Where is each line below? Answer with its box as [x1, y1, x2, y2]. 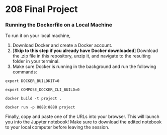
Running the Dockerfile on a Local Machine [5, 21, 112, 28]
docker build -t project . [5, 96, 62, 101]
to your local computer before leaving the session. [5, 124, 110, 130]
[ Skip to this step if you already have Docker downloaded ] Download [12, 47, 158, 53]
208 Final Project [5, 3, 78, 15]
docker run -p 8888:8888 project [5, 105, 75, 110]
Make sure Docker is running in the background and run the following [12, 63, 156, 69]
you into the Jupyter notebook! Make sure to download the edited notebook [5, 119, 162, 125]
